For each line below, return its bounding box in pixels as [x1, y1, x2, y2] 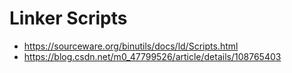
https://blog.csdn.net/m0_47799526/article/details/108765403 [23, 50, 282, 62]
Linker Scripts [9, 7, 128, 30]
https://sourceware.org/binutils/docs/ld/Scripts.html [23, 40, 239, 52]
